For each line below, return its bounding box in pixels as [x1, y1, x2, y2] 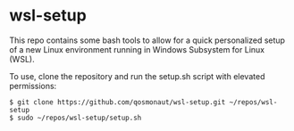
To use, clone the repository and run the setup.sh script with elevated [9, 70, 265, 81]
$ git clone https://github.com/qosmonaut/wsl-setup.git [9, 97, 226, 107]
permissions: [9, 80, 57, 91]
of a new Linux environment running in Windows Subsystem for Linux [9, 44, 265, 54]
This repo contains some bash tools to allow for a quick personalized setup [9, 35, 286, 45]
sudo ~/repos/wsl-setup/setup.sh [17, 113, 142, 122]
